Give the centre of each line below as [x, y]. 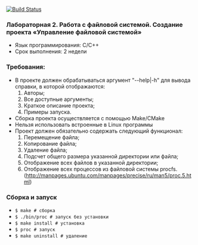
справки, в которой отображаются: [60, 86]
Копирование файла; [50, 143]
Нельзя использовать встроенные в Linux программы [84, 124]
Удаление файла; [45, 150]
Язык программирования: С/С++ [57, 45]
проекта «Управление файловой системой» [74, 32]
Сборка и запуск [32, 197]
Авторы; [34, 93]
